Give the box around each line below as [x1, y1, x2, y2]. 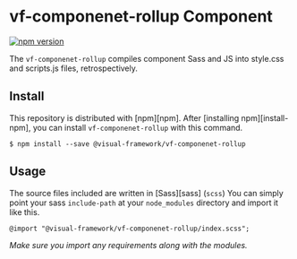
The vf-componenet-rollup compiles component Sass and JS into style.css [9, 53, 284, 64]
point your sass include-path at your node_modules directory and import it [9, 197, 279, 208]
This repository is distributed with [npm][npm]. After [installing [9, 112, 240, 123]
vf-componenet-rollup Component [9, 6, 273, 27]
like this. [9, 206, 40, 217]
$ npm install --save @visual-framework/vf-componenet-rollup [9, 139, 246, 149]
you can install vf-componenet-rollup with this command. [32, 122, 243, 133]
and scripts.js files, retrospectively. [9, 63, 139, 73]
